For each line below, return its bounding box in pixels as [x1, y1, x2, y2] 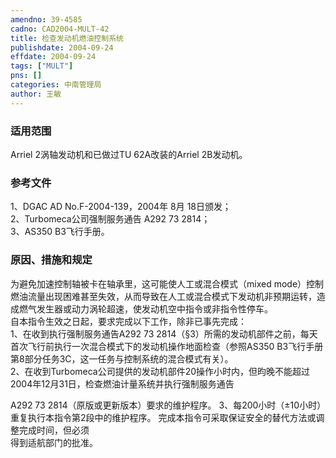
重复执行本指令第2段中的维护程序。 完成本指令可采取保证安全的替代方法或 [10, 411, 317, 423]
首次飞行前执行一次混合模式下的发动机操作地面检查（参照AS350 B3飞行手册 [10, 340, 324, 352]
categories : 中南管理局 [10, 80, 102, 90]
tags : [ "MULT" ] [10, 61, 74, 71]
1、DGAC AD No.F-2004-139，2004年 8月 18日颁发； [10, 201, 232, 213]
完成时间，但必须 [18, 424, 90, 436]
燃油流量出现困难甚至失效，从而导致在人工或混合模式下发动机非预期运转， [10, 290, 317, 302]
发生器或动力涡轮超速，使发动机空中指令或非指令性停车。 [36, 302, 273, 315]
